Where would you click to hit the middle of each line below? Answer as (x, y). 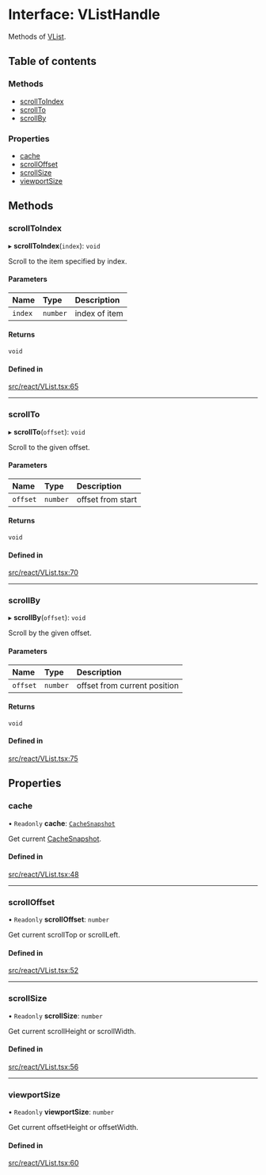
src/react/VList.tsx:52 (44, 971)
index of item (99, 313)
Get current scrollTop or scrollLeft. (64, 935)
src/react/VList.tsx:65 (44, 386)
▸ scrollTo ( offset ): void (47, 432)
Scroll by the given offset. (50, 633)
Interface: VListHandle (84, 15)
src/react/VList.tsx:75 (43, 759)
